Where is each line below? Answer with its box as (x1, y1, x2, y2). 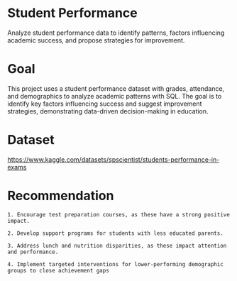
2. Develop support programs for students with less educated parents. (7, 229, 224, 237)
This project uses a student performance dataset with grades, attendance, (7, 84, 225, 93)
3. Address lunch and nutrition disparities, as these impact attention (7, 242, 227, 249)
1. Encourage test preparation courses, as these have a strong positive (7, 211, 231, 218)
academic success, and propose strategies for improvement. (7, 35, 185, 44)
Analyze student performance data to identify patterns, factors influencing (7, 28, 225, 37)
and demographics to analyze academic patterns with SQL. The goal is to (7, 92, 222, 100)
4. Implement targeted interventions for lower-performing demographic (7, 260, 224, 268)
